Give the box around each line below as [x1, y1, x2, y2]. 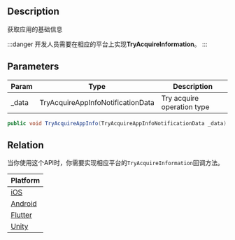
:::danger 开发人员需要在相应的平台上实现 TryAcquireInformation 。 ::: [7, 40, 208, 48]
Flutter [10, 210, 33, 220]
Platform [10, 176, 41, 185]
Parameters [7, 61, 59, 73]
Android [10, 199, 37, 209]
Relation [7, 139, 44, 151]
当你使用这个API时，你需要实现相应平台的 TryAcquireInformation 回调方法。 [7, 159, 224, 167]
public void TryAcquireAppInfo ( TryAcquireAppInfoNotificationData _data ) [7, 120, 227, 127]
